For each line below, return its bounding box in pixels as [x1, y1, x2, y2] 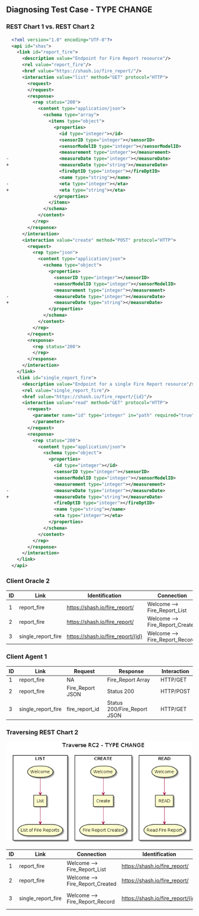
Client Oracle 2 [6, 576, 50, 585]
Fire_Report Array [107, 676, 150, 683]
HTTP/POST [160, 687, 191, 695]
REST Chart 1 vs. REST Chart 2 [6, 23, 95, 31]
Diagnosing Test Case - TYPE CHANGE [6, 5, 153, 15]
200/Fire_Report [107, 705, 147, 712]
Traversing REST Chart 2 [6, 728, 79, 737]
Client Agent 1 [6, 652, 47, 661]
